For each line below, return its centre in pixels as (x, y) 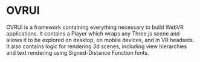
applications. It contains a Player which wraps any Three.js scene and (93, 33)
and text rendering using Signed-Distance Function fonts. (78, 52)
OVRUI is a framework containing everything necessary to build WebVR (95, 27)
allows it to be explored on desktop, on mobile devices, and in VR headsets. (100, 40)
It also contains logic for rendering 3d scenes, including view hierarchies (97, 46)
